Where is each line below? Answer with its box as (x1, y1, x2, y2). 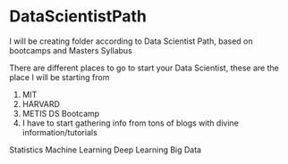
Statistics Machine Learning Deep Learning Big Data (9, 144, 202, 155)
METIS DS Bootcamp (21, 108, 100, 119)
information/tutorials (21, 127, 98, 137)
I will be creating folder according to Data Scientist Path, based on (9, 36, 253, 46)
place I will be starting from (9, 71, 110, 82)
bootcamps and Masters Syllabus (9, 45, 132, 55)
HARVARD (21, 98, 61, 109)
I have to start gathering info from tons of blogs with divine (21, 118, 239, 128)
